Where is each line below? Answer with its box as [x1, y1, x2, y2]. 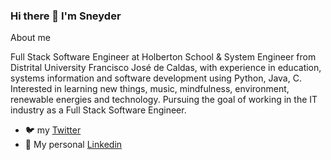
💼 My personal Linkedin [24, 139, 123, 151]
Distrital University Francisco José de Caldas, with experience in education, [10, 62, 322, 74]
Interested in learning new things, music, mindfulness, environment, [10, 83, 290, 95]
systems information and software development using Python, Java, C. [10, 72, 302, 84]
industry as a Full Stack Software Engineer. [10, 104, 187, 116]
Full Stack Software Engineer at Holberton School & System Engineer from [10, 51, 317, 63]
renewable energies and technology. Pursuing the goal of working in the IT [10, 94, 318, 106]
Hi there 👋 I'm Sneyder [10, 9, 122, 23]
